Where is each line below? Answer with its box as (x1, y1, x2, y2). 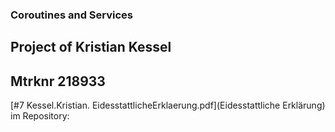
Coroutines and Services (10, 8, 134, 22)
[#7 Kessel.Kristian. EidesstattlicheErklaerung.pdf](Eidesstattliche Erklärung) (10, 99, 326, 112)
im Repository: (10, 110, 70, 122)
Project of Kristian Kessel (10, 39, 172, 56)
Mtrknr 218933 (10, 73, 106, 90)
